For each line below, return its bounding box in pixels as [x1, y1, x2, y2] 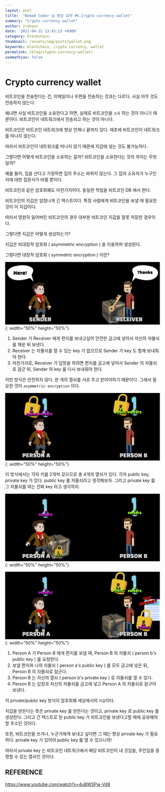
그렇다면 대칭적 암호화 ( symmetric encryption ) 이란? [5, 252, 110, 258]
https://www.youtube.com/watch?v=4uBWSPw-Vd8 [5, 781, 110, 787]
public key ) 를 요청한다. [12, 656, 60, 662]
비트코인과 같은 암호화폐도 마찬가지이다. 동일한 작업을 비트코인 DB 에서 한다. [5, 187, 151, 193]
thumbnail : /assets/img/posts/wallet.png [5, 39, 91, 44]
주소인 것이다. [10, 720, 37, 726]
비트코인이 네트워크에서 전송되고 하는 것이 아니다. [19, 116, 114, 122]
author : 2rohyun [5, 24, 38, 29]
